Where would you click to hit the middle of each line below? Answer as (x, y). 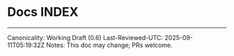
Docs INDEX (43, 12)
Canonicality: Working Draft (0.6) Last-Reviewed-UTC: (85, 37)
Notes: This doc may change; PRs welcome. (109, 45)
